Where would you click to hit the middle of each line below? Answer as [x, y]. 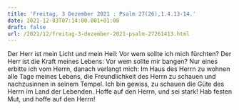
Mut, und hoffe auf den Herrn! [51, 99]
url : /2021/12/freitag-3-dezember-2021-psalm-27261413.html [99, 34]
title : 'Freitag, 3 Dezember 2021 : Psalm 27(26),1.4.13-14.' [102, 14]
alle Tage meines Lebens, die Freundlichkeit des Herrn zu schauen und [112, 77]
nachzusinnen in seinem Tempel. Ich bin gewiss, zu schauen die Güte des [116, 84]
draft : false [27, 27]
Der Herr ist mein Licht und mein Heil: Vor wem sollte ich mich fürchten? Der [119, 54]
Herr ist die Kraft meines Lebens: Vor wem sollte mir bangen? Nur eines [113, 62]
